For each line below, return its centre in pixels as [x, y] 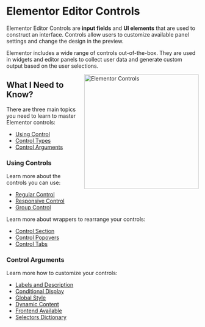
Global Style [31, 298]
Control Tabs [31, 244]
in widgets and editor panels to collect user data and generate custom [94, 59]
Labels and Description [44, 285]
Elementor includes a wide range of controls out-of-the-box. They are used [101, 52]
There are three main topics [41, 109]
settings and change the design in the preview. [65, 41]
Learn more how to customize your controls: [62, 273]
